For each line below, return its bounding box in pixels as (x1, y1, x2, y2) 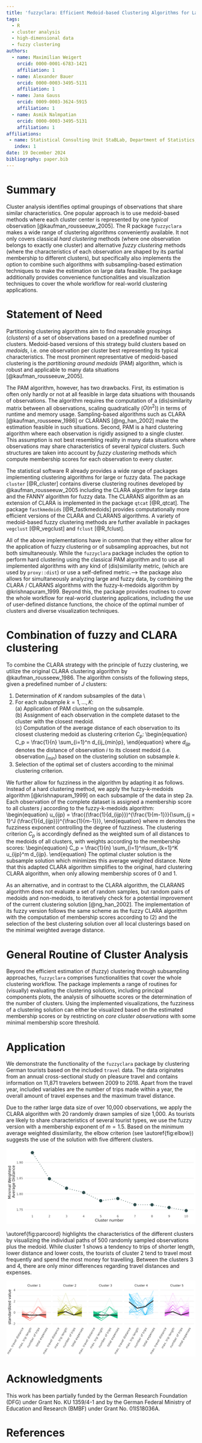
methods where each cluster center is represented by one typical (6, 216, 168, 223)
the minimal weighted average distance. (6, 927, 105, 934)
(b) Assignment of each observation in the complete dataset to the (14, 711, 180, 718)
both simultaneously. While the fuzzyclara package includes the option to (6, 549, 189, 557)
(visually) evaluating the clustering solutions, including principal (6, 987, 164, 994)
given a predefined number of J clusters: (6, 680, 108, 688)
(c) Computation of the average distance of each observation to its (14, 725, 180, 732)
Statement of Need (6, 307, 103, 321)
